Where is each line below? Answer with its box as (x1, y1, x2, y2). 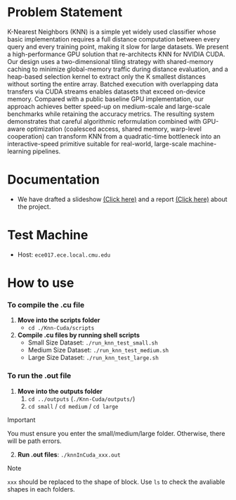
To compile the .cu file (7, 300, 85, 309)
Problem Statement (7, 4, 123, 20)
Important (7, 416, 36, 424)
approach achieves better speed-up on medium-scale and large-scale (7, 102, 211, 110)
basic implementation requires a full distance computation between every (7, 34, 220, 43)
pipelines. (32, 147, 61, 155)
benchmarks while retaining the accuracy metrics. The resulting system (7, 110, 215, 118)
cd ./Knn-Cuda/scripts (27, 325, 95, 332)
